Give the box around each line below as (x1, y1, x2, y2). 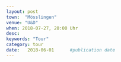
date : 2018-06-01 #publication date (6, 47, 116, 53)
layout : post (6, 8, 39, 15)
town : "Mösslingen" (6, 14, 58, 20)
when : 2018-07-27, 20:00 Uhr (6, 25, 78, 31)
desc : (6, 31, 20, 37)
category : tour (6, 42, 44, 48)
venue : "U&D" (6, 19, 39, 25)
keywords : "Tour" (6, 36, 49, 42)
